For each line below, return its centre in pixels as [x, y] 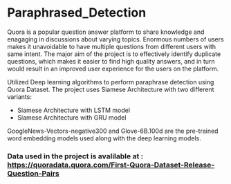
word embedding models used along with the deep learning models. [104, 138]
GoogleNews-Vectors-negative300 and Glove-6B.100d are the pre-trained [113, 131]
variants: [20, 96]
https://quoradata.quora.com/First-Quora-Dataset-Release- [111, 165]
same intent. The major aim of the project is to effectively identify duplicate [114, 54]
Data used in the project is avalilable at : [75, 156]
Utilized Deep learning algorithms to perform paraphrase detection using [111, 82]
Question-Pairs [34, 173]
